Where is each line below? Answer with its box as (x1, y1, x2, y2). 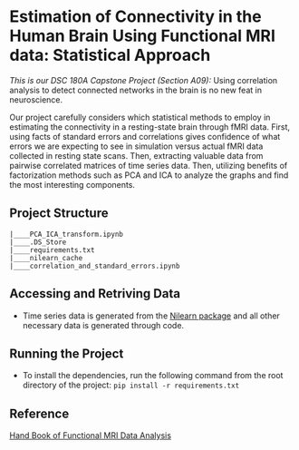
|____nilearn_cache (9, 253, 83, 262)
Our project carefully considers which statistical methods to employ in (9, 112, 271, 122)
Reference (9, 406, 70, 421)
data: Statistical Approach (9, 45, 211, 65)
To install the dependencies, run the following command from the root (22, 370, 284, 381)
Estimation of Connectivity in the (9, 6, 262, 27)
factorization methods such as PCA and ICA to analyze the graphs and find (9, 170, 289, 181)
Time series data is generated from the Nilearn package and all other (22, 310, 281, 321)
